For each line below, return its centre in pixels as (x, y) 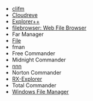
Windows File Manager (40, 92)
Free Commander (34, 53)
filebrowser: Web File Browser (49, 28)
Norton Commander (37, 72)
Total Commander (34, 85)
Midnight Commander (39, 60)
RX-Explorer (27, 79)
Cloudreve (25, 15)
